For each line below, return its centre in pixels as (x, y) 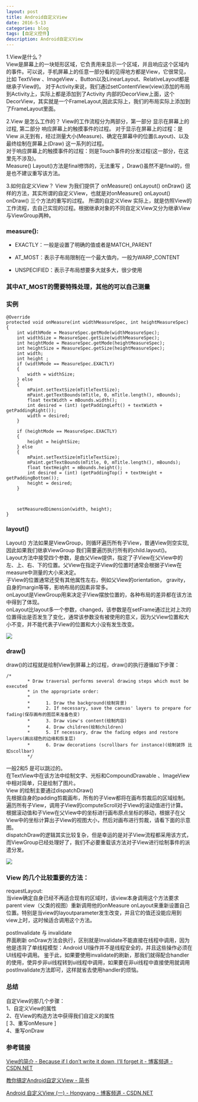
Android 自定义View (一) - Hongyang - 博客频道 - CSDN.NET (80, 1093)
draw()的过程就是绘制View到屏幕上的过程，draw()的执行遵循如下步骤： (93, 665)
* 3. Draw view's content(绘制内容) (77, 721)
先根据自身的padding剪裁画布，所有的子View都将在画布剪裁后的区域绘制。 (97, 798)
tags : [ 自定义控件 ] (28, 34)
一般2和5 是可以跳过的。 (36, 768)
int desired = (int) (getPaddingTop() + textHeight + (95, 473)
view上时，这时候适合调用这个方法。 (51, 921)
